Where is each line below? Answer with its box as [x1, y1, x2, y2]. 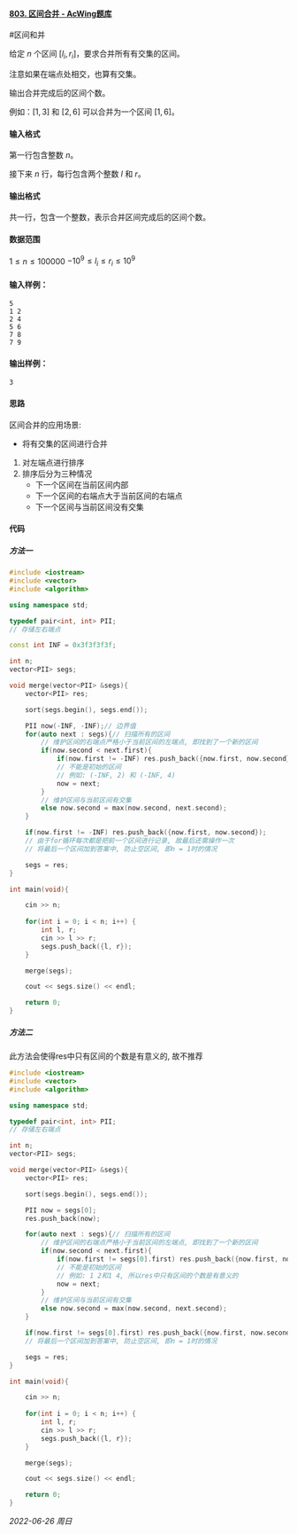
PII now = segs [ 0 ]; [25, 1206, 97, 1215]
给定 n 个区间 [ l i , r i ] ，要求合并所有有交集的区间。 [9, 49, 186, 61]
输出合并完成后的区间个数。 [9, 88, 110, 98]
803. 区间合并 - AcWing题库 [9, 8, 112, 19]
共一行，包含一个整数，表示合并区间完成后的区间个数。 [9, 212, 210, 223]
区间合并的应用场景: [9, 419, 82, 430]
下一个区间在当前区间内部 [34, 479, 129, 489]
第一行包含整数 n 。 [9, 150, 79, 160]
